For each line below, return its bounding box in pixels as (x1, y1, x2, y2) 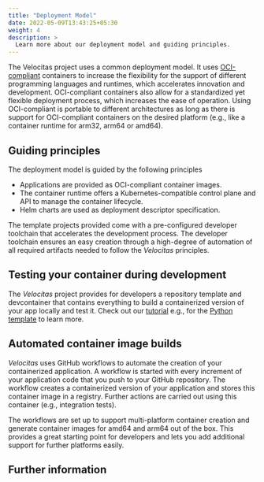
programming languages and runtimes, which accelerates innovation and (8, 80, 245, 89)
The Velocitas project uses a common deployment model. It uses (8, 62, 219, 72)
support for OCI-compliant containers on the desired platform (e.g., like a (8, 113, 246, 122)
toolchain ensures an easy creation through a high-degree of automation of (8, 237, 253, 247)
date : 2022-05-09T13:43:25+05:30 (8, 19, 118, 27)
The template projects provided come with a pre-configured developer (8, 220, 238, 229)
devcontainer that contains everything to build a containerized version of (8, 297, 244, 307)
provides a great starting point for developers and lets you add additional (8, 432, 245, 441)
